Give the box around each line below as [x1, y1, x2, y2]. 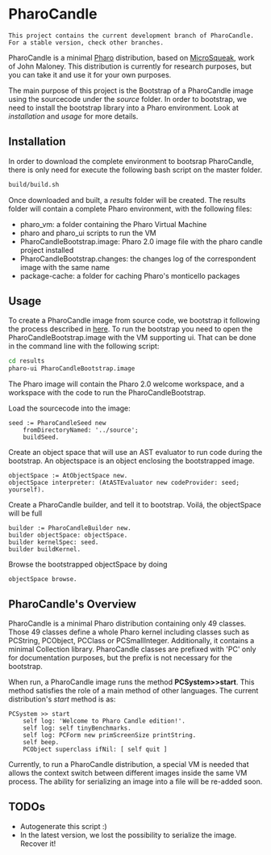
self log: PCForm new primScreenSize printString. [23, 731, 197, 739]
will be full [8, 508, 43, 518]
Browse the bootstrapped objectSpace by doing [8, 559, 168, 570]
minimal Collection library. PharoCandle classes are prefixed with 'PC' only [8, 644, 256, 654]
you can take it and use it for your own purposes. [8, 69, 172, 79]
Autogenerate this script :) [19, 821, 107, 831]
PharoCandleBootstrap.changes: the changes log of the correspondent [19, 254, 256, 263]
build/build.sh [8, 180, 60, 188]
